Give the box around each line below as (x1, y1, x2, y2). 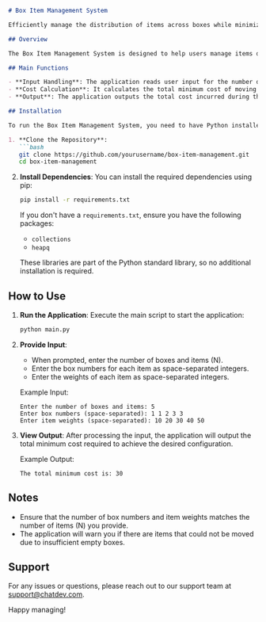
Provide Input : (19, 340, 67, 349)
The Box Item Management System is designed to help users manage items (8, 49, 253, 58)
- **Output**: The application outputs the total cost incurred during (8, 93, 249, 101)
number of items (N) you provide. (19, 521, 129, 530)
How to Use (8, 289, 66, 303)
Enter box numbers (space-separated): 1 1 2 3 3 (19, 410, 184, 418)
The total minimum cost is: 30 (19, 469, 123, 478)
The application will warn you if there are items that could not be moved (19, 529, 254, 538)
